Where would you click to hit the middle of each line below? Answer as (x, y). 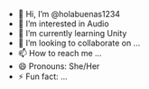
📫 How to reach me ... (60, 53)
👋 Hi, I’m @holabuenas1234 (69, 14)
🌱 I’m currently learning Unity (72, 33)
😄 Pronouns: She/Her (59, 66)
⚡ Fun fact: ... (42, 76)
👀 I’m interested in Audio (64, 24)
